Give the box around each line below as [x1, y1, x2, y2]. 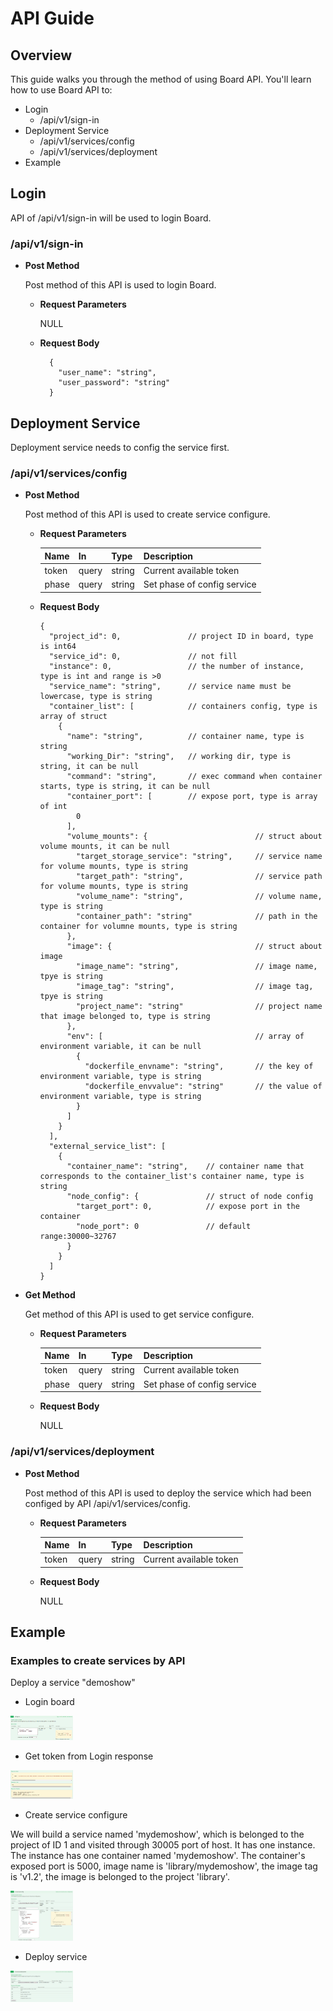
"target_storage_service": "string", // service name [75, 851, 323, 861]
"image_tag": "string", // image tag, [75, 981, 314, 991]
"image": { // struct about [66, 941, 323, 951]
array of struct [39, 711, 108, 721]
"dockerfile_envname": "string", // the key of [84, 1061, 314, 1071]
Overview [10, 47, 73, 64]
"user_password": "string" [58, 378, 171, 388]
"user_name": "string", [58, 368, 157, 378]
